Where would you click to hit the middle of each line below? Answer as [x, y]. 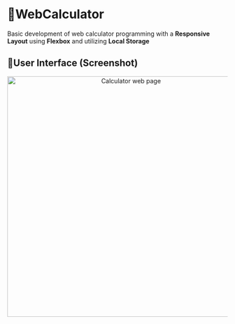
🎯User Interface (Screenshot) [73, 63]
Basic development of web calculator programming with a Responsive [109, 34]
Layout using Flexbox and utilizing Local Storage [78, 41]
